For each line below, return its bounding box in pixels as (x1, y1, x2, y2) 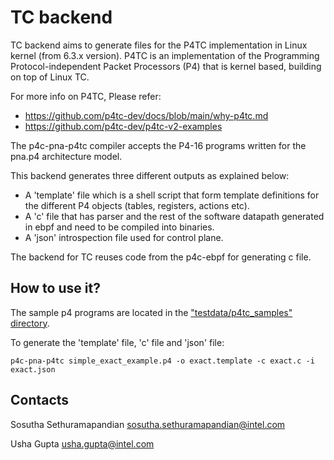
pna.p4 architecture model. (10, 150, 123, 162)
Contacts (10, 392, 70, 409)
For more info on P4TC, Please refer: (10, 90, 162, 102)
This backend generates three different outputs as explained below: (10, 169, 290, 181)
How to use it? (10, 280, 101, 297)
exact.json (10, 364, 56, 375)
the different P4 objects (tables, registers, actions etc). (24, 199, 250, 211)
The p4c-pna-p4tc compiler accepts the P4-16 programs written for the (10, 139, 307, 151)
